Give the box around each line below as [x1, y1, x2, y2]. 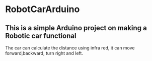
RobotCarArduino [5, 4, 80, 15]
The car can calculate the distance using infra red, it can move [5, 45, 135, 51]
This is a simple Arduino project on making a [5, 24, 147, 32]
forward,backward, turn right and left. [5, 50, 83, 56]
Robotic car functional [5, 31, 77, 40]
